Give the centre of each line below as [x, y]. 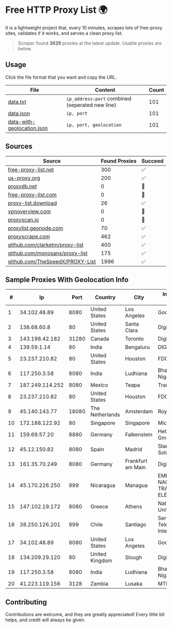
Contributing [26, 602]
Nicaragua [103, 486]
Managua [136, 486]
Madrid [134, 450]
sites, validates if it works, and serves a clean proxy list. [64, 33]
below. [25, 48]
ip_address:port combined [99, 98]
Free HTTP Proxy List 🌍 [57, 10]
